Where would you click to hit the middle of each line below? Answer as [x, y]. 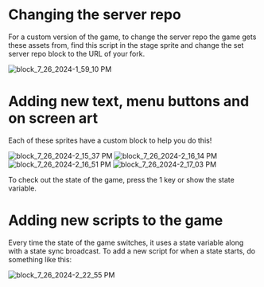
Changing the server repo [95, 15]
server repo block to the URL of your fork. [77, 53]
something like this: [40, 259]
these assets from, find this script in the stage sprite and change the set [126, 45]
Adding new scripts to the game [116, 220]
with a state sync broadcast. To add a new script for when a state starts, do [132, 251]
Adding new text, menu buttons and [129, 102]
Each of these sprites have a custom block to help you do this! [110, 140]
